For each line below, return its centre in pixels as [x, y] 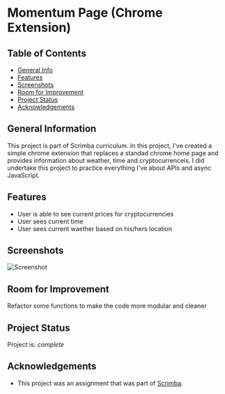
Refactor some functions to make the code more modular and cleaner [107, 306]
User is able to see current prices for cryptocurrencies [95, 214]
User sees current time [50, 221]
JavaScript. [24, 175]
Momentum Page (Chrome [85, 13]
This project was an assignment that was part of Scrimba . [100, 383]
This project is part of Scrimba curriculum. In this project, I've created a [110, 145]
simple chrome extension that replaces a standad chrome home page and [113, 153]
